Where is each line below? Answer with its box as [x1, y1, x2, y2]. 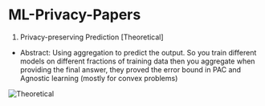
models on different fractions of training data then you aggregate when [19, 56, 255, 66]
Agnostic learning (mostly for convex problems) [19, 73, 178, 83]
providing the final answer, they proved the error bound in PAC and [19, 64, 242, 74]
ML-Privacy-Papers [8, 6, 141, 24]
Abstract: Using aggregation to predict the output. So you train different [19, 47, 257, 57]
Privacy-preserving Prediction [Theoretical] [19, 32, 164, 42]
